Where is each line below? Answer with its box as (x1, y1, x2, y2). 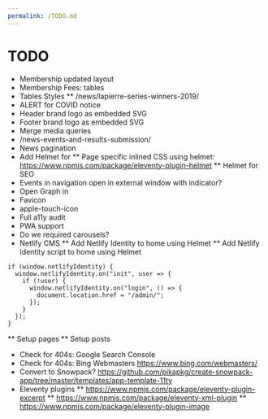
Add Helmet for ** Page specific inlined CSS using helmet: (19, 151, 215, 161)
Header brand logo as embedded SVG (19, 108, 148, 118)
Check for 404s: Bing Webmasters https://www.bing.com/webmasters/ (19, 358, 257, 368)
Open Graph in (19, 186, 69, 196)
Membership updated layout (19, 74, 115, 84)
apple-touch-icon (19, 203, 79, 213)
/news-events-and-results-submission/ (19, 134, 152, 144)
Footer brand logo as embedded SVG (19, 117, 145, 127)
